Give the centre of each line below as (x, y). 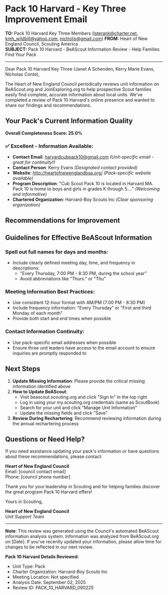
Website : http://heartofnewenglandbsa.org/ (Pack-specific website (82, 173)
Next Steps (23, 369)
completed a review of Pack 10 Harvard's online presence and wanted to (80, 100)
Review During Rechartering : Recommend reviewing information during (87, 418)
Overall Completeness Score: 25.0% (44, 133)
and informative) (30, 194)
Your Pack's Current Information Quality (69, 121)
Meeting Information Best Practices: (50, 292)
